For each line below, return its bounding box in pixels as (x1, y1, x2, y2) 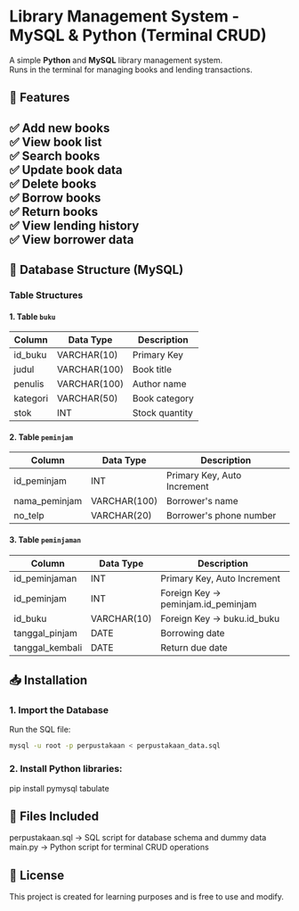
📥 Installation (9, 673, 88, 688)
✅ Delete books (9, 176, 97, 191)
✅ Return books (9, 203, 99, 219)
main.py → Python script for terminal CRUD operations (9, 841, 209, 853)
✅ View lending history (9, 218, 140, 233)
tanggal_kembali (13, 641, 83, 653)
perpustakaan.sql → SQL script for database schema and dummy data (9, 832, 267, 843)
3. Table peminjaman (9, 534, 82, 545)
